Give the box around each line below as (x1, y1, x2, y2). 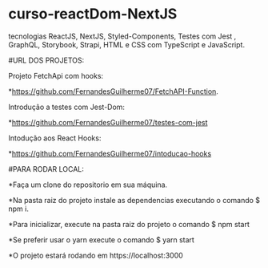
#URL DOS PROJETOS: (8, 55, 85, 65)
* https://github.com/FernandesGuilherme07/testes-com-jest (8, 117, 208, 127)
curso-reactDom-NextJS (8, 5, 178, 23)
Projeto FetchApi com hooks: (8, 71, 104, 80)
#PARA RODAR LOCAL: (8, 164, 84, 173)
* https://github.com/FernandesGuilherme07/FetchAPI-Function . (8, 86, 218, 96)
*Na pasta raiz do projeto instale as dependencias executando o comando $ (8, 195, 261, 205)
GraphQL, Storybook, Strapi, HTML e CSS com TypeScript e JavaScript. (8, 39, 246, 49)
